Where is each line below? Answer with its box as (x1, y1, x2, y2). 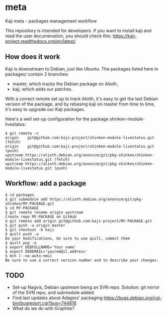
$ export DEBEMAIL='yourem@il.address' (5, 249, 88, 254)
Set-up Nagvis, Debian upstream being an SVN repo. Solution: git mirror (12, 284, 160, 290)
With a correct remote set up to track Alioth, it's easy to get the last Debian (5, 96, 158, 102)
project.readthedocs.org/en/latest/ (5, 38, 76, 44)
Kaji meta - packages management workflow (5, 18, 97, 24)
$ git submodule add (5, 197, 48, 202)
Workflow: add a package (5, 179, 86, 188)
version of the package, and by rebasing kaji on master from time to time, (5, 101, 156, 107)
